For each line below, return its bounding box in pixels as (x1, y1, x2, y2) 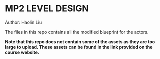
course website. (5, 49, 40, 55)
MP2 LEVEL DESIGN (5, 3, 89, 14)
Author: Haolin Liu (5, 19, 42, 25)
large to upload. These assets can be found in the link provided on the (5, 44, 153, 50)
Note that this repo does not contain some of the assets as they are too (5, 38, 155, 45)
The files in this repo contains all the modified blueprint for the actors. (5, 29, 149, 35)
